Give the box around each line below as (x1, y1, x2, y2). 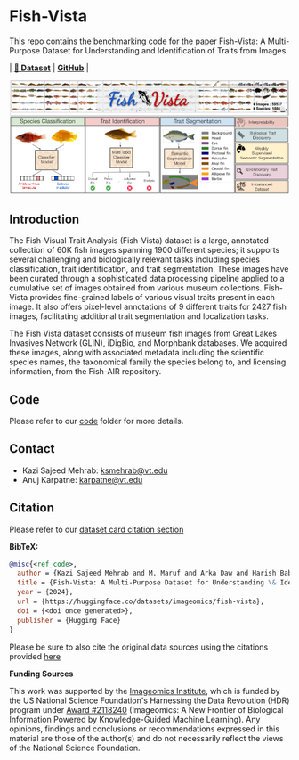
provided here (9, 650, 61, 661)
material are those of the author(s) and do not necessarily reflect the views (9, 732, 284, 743)
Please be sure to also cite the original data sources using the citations (9, 642, 269, 652)
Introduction (9, 211, 80, 226)
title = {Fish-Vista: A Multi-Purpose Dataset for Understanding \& (17, 578, 277, 587)
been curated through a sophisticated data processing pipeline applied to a (9, 274, 285, 284)
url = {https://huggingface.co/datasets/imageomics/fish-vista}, (17, 597, 265, 607)
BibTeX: (9, 541, 38, 552)
